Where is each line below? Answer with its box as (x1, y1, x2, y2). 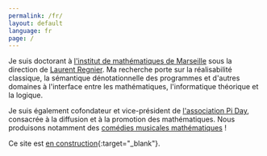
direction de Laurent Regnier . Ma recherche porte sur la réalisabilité (8, 65, 232, 75)
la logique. (8, 90, 43, 101)
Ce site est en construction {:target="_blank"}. (8, 138, 161, 149)
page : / (8, 34, 35, 43)
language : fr (8, 27, 52, 35)
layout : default (8, 19, 63, 27)
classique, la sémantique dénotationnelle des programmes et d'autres (8, 73, 240, 83)
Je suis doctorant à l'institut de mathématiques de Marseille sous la (8, 56, 232, 66)
